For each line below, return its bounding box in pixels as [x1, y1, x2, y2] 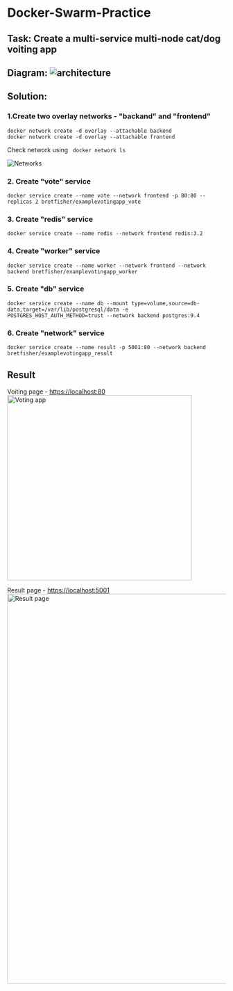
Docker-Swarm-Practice [7, 5, 151, 21]
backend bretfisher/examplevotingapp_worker [7, 268, 138, 275]
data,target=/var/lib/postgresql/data [7, 306, 119, 313]
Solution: [7, 90, 47, 102]
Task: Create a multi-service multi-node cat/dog [7, 33, 221, 45]
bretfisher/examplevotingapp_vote [41, 198, 141, 205]
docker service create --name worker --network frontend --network [7, 262, 207, 269]
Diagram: [7, 67, 48, 79]
